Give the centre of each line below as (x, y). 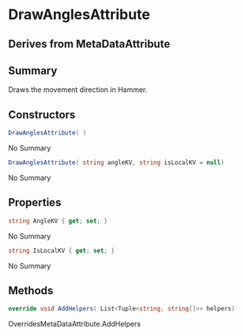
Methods (31, 290)
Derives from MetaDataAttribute (89, 44)
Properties (35, 202)
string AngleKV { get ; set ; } (58, 221)
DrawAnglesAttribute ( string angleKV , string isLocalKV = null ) (116, 163)
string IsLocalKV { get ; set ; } (61, 250)
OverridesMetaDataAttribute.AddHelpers (74, 324)
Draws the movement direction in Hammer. (78, 90)
